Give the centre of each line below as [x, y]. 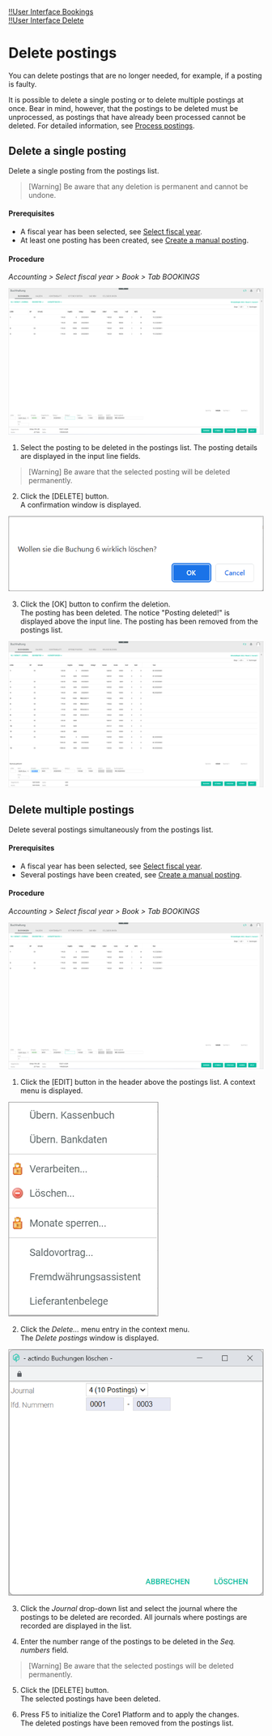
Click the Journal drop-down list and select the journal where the [129, 1609]
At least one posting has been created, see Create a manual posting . [134, 240]
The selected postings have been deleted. [90, 1699]
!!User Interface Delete [46, 20]
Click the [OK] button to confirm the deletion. [95, 604]
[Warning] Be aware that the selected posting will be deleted [129, 472]
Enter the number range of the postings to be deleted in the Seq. [128, 1642]
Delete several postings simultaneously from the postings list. [111, 829]
